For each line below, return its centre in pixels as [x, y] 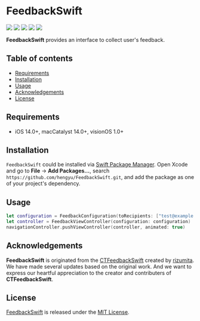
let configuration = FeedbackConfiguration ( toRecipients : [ [83, 216]
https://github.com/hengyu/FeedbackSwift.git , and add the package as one [100, 177]
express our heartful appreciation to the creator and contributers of [89, 273]
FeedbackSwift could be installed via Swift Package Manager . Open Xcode [97, 165]
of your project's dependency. [43, 184]
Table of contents [39, 59]
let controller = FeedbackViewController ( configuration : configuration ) [99, 222]
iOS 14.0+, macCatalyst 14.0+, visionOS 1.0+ [69, 131]
